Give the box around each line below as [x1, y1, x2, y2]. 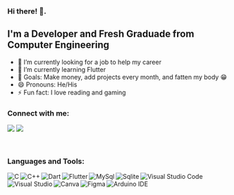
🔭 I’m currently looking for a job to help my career [17, 58, 162, 66]
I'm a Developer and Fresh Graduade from [7, 28, 195, 40]
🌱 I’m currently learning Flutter [17, 65, 106, 73]
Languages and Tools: [7, 156, 85, 166]
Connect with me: [7, 108, 70, 118]
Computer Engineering [7, 39, 109, 51]
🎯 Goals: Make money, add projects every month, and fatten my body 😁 [17, 73, 228, 81]
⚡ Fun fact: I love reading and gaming [17, 88, 126, 96]
